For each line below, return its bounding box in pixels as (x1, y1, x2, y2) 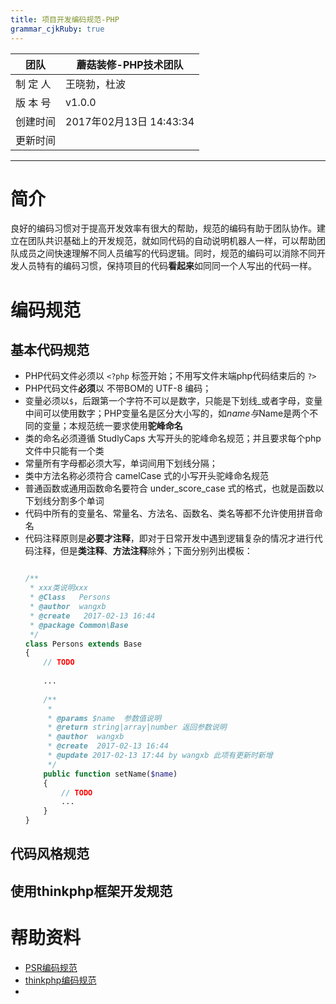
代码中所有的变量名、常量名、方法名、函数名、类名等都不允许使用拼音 (24, 507, 315, 520)
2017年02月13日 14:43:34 (65, 114, 195, 128)
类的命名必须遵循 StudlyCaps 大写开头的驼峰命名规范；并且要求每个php (24, 432, 322, 445)
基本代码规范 (10, 342, 90, 359)
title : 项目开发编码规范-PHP (10, 14, 120, 25)
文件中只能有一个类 (24, 445, 105, 457)
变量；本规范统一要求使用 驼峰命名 (42, 420, 183, 432)
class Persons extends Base (24, 639, 142, 649)
